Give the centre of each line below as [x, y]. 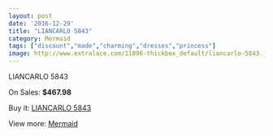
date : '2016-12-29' [41, 23]
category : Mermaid [39, 38]
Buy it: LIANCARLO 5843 [50, 108]
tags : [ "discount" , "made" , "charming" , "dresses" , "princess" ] [113, 46]
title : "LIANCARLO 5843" [50, 31]
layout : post [30, 16]
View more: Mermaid [43, 123]
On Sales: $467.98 [40, 92]
